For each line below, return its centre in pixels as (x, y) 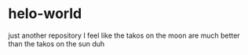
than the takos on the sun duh (57, 43)
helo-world (45, 14)
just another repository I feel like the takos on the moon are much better (124, 35)
